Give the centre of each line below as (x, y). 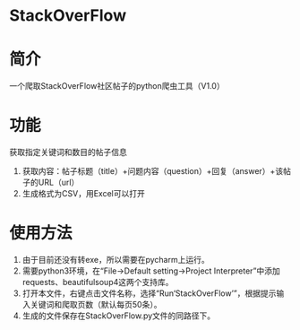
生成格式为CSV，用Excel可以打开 (83, 194)
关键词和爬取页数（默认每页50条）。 (96, 304)
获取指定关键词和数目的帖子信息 (68, 152)
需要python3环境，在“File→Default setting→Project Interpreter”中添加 (151, 271)
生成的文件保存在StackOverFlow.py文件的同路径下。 (119, 316)
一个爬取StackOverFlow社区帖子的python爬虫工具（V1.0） (117, 86)
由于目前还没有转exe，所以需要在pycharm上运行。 (116, 260)
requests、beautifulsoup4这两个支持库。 (98, 282)
